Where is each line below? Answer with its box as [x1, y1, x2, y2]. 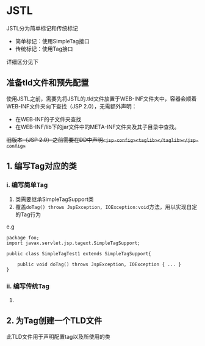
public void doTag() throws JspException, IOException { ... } [17, 261, 182, 268]
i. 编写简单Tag [6, 181, 48, 189]
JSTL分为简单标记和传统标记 [6, 24, 78, 32]
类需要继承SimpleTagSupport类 [15, 196, 94, 203]
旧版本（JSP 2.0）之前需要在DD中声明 [6, 136, 104, 143]
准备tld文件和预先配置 [6, 77, 89, 88]
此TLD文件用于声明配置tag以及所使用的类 [6, 333, 111, 340]
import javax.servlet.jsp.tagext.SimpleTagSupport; [6, 240, 140, 247]
